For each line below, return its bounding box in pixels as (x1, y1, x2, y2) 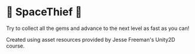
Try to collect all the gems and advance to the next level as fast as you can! (6, 25, 190, 32)
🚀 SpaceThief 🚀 (6, 5, 83, 19)
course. (6, 42, 25, 49)
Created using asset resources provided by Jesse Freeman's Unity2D (6, 36, 175, 43)
